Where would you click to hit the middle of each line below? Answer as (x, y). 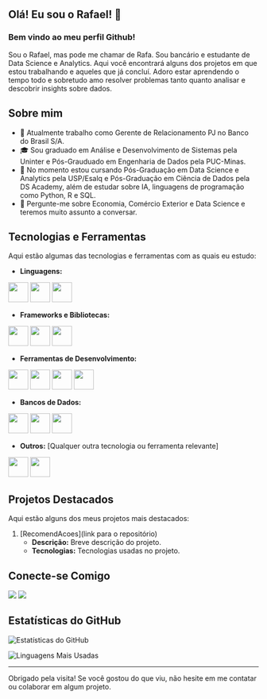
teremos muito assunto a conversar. (78, 212)
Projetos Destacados (61, 499)
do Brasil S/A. (42, 141)
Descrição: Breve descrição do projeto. (96, 543)
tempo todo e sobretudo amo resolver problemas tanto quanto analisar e (127, 79)
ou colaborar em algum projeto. (60, 686)
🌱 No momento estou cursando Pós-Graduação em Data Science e (130, 170)
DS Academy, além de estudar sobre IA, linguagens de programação (132, 187)
